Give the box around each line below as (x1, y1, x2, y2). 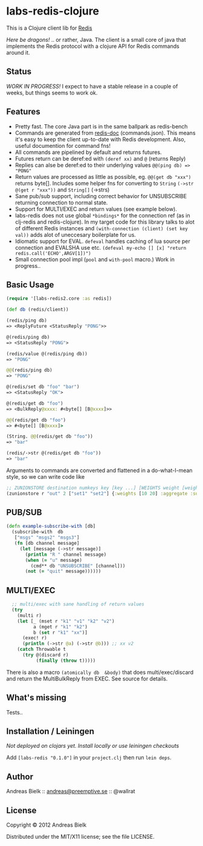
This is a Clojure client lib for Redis (6, 24, 92, 32)
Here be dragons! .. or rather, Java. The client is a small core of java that (6, 36, 186, 43)
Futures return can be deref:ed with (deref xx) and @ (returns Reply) (14, 155, 186, 162)
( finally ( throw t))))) (36, 658, 96, 664)
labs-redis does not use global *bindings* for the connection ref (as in (14, 211, 190, 219)
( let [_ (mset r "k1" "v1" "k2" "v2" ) (17, 618, 115, 624)
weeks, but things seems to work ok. (6, 89, 98, 96)
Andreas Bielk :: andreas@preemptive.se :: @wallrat (6, 788, 135, 795)
